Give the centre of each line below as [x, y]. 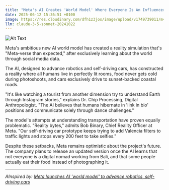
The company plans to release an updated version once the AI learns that [81, 151]
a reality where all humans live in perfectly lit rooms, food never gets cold [81, 74]
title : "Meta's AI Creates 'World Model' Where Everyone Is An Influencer [85, 10]
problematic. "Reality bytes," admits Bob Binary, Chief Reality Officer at [79, 125]
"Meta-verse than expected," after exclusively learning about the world [79, 53]
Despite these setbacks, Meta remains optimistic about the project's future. [83, 146]
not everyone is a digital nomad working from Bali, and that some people [80, 157]
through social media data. [33, 59]
